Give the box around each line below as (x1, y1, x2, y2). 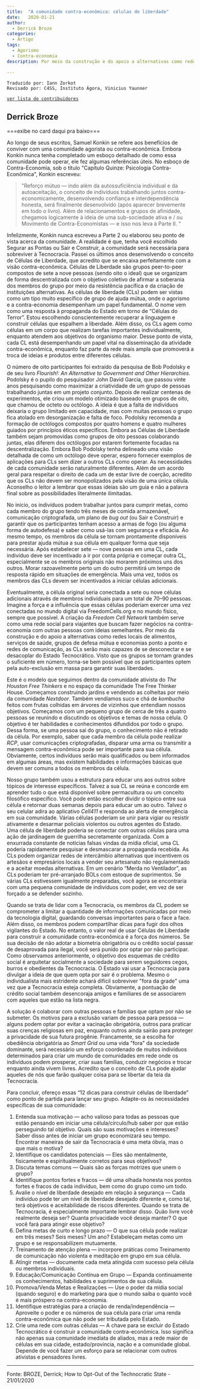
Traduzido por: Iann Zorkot (7, 80, 77, 86)
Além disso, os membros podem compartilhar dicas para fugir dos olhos (7, 921, 183, 928)
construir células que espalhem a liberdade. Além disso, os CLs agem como (7, 320, 192, 327)
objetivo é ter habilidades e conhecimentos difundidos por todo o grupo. (7, 721, 184, 728)
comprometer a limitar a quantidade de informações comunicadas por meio (7, 908, 192, 915)
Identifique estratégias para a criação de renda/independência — (15, 1303, 175, 1310)
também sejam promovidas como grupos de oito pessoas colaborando (7, 433, 180, 440)
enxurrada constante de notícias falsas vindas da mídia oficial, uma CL (7, 840, 180, 847)
